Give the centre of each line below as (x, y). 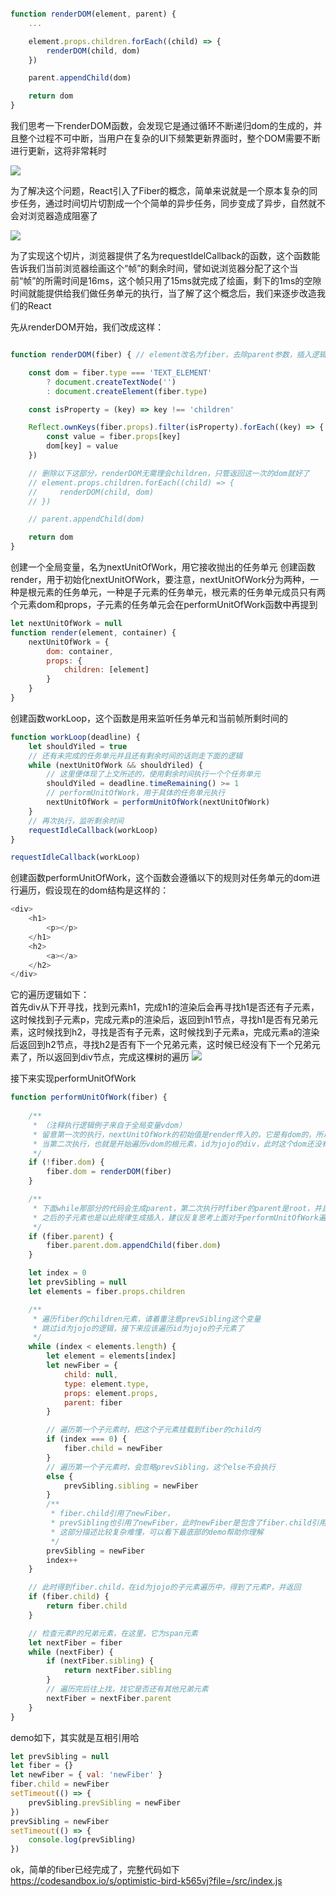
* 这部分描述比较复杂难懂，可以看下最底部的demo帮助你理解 (157, 1532)
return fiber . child (87, 1606)
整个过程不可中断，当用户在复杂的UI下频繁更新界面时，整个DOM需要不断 (169, 138)
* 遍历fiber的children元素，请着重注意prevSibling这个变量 (147, 1319)
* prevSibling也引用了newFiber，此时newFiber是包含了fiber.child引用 (188, 1523)
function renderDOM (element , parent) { (93, 14)
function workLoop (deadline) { (75, 737)
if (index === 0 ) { (87, 1439)
